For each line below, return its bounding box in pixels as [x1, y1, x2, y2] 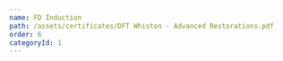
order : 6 [9, 30, 42, 39]
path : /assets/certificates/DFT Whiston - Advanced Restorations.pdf [9, 22, 275, 30]
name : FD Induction [9, 13, 82, 22]
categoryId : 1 [9, 38, 63, 48]
